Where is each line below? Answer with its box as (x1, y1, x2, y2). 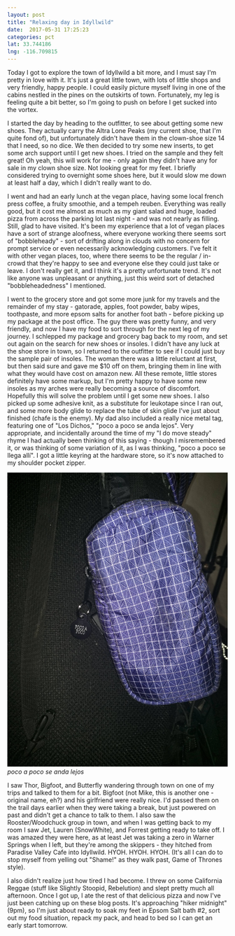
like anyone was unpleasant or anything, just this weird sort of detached (7, 274, 215, 282)
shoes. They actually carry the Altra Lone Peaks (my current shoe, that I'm (7, 127, 222, 134)
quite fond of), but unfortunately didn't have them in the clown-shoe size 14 (7, 134, 225, 142)
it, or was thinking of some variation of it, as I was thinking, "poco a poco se (7, 444, 226, 452)
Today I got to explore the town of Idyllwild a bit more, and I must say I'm (7, 69, 217, 76)
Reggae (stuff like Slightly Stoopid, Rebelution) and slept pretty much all (7, 884, 215, 892)
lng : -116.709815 (7, 48, 58, 55)
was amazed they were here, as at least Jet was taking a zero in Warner (7, 833, 215, 841)
